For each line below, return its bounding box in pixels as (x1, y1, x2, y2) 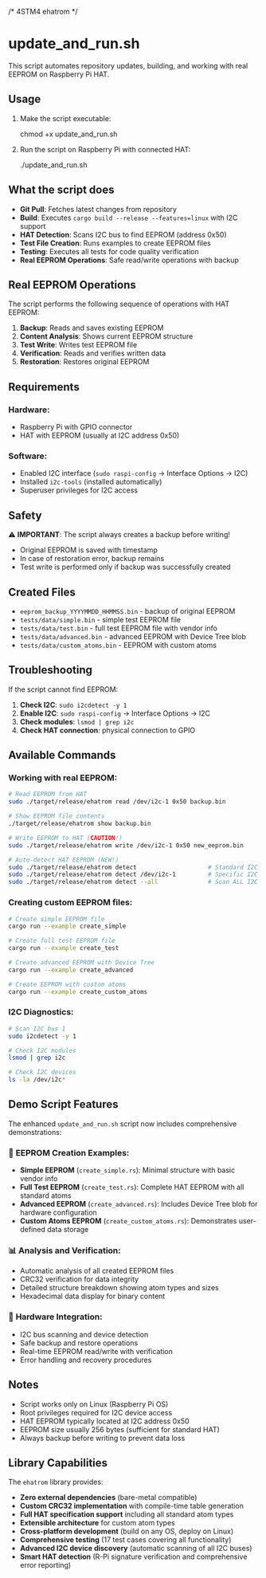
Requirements (8, 380, 80, 394)
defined (19, 1225, 46, 1235)
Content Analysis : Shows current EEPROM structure (19, 332, 194, 341)
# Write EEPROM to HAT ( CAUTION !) (8, 834, 123, 842)
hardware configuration (19, 1207, 97, 1218)
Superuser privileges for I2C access (19, 485, 138, 495)
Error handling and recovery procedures (19, 1355, 152, 1364)
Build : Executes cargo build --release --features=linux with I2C (19, 213, 238, 222)
